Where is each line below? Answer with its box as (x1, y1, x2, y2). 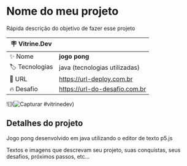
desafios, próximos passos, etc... (6, 153, 90, 160)
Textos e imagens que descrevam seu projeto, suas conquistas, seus (6, 146, 181, 154)
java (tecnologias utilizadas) (59, 63, 140, 72)
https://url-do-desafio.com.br (59, 85, 147, 93)
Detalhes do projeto (6, 118, 83, 129)
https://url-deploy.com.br (59, 75, 133, 83)
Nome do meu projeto (6, 4, 119, 18)
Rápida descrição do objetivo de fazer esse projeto (6, 25, 135, 32)
